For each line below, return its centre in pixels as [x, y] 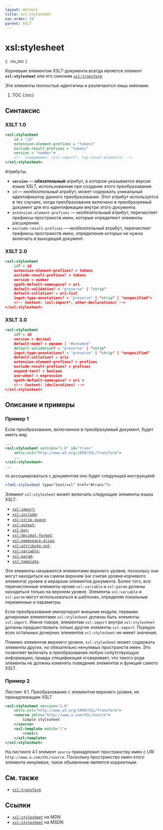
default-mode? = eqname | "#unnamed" [52, 344]
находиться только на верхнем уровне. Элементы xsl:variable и [73, 592]
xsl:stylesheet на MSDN [38, 822]
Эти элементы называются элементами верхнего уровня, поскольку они [82, 571]
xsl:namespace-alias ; [34, 540]
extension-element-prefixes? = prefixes [56, 362]
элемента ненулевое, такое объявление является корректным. [71, 762]
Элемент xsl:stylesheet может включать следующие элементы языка [79, 494]
